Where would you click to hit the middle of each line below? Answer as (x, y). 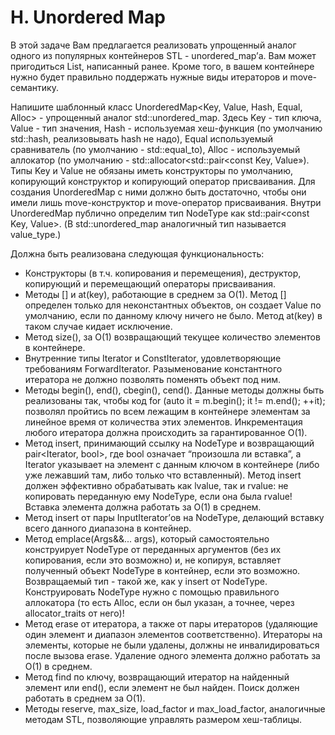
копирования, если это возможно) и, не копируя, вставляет (153, 560)
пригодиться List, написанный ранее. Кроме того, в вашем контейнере (162, 66)
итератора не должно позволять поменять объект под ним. (152, 379)
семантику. (34, 87)
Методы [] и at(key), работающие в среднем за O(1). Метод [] (155, 294)
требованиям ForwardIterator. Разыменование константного (153, 368)
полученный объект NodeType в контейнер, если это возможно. (162, 570)
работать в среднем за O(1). (85, 698)
